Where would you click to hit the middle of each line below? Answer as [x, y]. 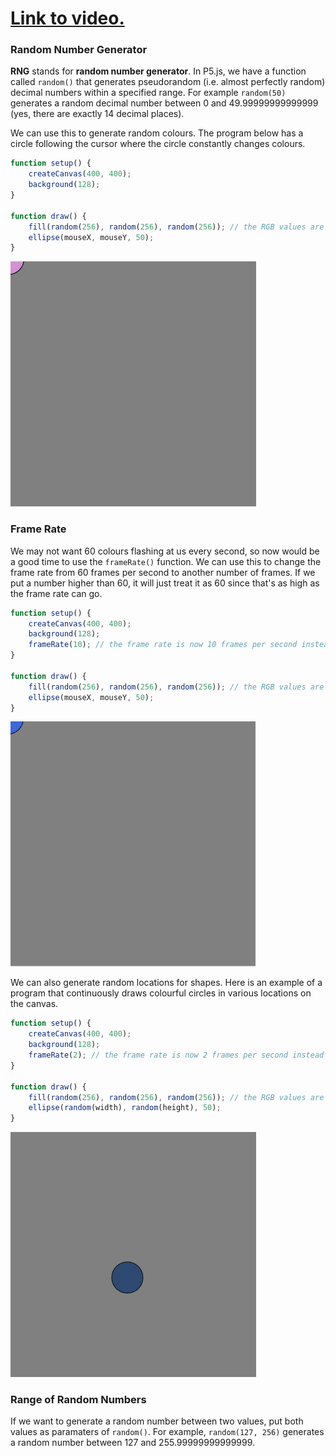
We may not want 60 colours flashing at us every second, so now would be [165, 551]
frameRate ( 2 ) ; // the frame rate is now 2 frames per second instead [176, 1055]
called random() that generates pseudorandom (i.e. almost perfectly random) [168, 82]
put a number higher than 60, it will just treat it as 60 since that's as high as [165, 583]
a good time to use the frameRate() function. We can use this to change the [166, 561]
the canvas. [34, 1004]
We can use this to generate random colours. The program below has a [157, 133]
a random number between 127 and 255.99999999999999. [133, 1443]
